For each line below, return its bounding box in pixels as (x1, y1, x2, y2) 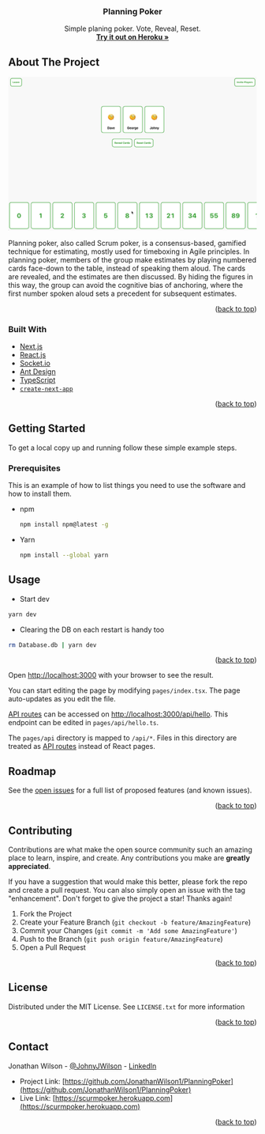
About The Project (8, 55, 100, 69)
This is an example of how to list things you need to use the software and (8, 481, 246, 490)
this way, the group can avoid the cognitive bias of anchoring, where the (8, 280, 243, 289)
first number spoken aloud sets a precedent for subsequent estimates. (8, 289, 237, 298)
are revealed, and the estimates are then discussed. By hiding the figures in (8, 271, 254, 282)
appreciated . (8, 862, 51, 871)
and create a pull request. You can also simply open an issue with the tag (8, 886, 246, 895)
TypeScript (19, 375, 56, 384)
